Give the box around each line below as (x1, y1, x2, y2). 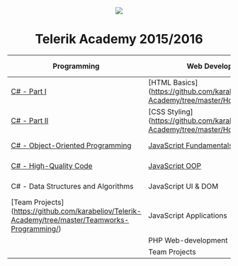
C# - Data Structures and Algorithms (11, 181, 134, 191)
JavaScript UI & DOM (148, 181, 219, 191)
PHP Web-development (148, 235, 228, 245)
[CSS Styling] (148, 106, 193, 116)
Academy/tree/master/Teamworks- (11, 215, 130, 225)
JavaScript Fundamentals (148, 140, 233, 150)
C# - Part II (11, 116, 49, 126)
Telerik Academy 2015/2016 (35, 31, 203, 48)
